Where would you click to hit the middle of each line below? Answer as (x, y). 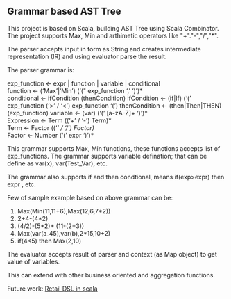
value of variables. (34, 261)
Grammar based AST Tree (64, 11)
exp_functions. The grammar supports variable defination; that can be (107, 156)
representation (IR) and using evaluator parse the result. (87, 56)
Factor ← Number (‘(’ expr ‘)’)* (51, 135)
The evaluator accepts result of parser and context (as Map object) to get (112, 254)
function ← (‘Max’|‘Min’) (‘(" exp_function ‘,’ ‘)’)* (75, 90)
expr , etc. (22, 184)
